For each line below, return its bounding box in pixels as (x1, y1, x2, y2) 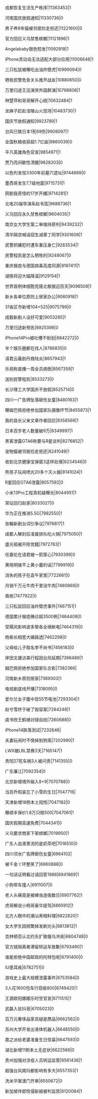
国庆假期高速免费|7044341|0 (5, 820, 62, 826)
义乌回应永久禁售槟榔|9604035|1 (5, 211, 71, 217)
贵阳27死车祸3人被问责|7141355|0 (5, 758, 72, 764)
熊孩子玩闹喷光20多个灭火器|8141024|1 (5, 469, 83, 475)
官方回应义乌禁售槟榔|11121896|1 (5, 36, 70, 41)
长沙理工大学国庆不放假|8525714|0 (5, 387, 74, 392)
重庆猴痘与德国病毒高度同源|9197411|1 (5, 263, 80, 269)
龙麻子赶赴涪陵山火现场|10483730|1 (5, 108, 76, 114)
